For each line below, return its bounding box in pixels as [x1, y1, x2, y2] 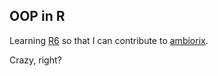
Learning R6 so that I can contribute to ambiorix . [9, 34, 209, 46]
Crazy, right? [9, 54, 62, 66]
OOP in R [9, 8, 66, 25]
